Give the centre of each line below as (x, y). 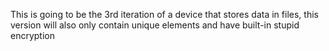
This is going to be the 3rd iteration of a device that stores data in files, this (164, 14)
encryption (32, 35)
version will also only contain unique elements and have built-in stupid (155, 25)
